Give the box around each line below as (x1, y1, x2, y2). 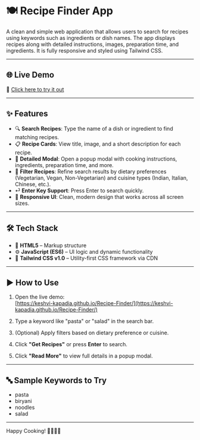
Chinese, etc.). (14, 180, 51, 187)
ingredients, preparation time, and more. (14, 161, 114, 168)
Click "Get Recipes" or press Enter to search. (14, 341, 128, 348)
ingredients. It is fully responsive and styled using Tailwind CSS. (6, 47, 163, 54)
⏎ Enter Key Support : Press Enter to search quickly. (14, 187, 144, 194)
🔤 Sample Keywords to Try (6, 375, 107, 385)
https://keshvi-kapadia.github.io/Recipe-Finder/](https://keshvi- (17, 300, 174, 307)
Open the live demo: (14, 293, 65, 301)
